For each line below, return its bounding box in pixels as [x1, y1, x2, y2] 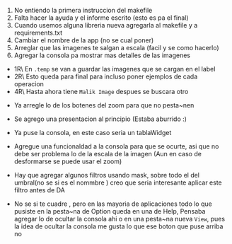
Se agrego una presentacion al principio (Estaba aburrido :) [13, 115, 187, 123]
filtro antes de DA [13, 186, 65, 194]
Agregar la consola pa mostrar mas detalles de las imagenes [13, 51, 191, 59]
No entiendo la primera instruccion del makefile [13, 6, 153, 14]
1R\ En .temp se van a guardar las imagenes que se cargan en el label [13, 65, 216, 73]
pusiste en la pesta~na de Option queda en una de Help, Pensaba [13, 207, 206, 215]
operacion [13, 80, 45, 88]
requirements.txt [13, 28, 63, 37]
